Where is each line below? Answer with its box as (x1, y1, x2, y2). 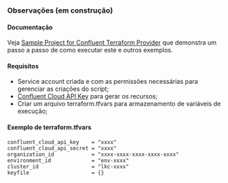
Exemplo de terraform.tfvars (7, 123, 92, 131)
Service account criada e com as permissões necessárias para (17, 78, 199, 86)
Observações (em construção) (7, 6, 114, 15)
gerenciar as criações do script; (17, 85, 109, 93)
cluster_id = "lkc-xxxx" (7, 163, 130, 170)
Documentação (7, 23, 53, 31)
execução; (17, 107, 48, 115)
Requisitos (7, 61, 39, 70)
